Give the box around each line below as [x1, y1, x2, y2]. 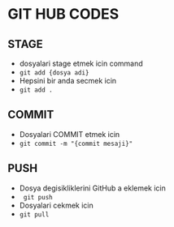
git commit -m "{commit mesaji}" [19, 139, 133, 148]
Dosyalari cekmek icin [19, 200, 94, 210]
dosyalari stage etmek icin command [19, 58, 143, 68]
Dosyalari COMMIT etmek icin [19, 129, 120, 139]
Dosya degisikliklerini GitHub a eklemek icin [19, 183, 166, 193]
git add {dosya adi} [19, 69, 89, 77]
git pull [19, 210, 50, 219]
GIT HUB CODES [7, 5, 120, 24]
